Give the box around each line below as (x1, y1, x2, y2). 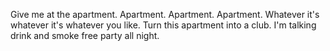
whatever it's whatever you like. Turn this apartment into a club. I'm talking (10, 19, 317, 31)
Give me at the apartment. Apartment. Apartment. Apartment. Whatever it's (10, 9, 320, 20)
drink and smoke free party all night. (10, 30, 160, 41)
